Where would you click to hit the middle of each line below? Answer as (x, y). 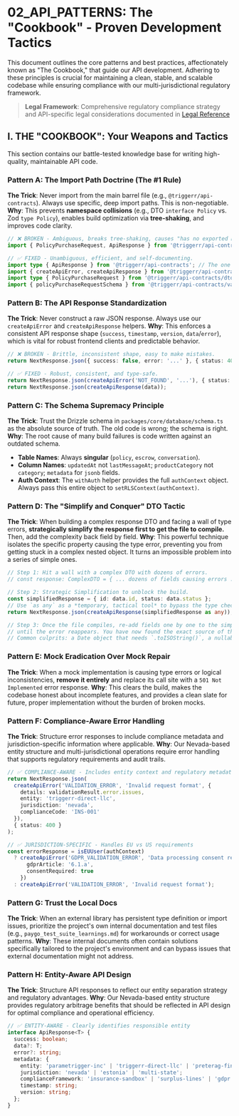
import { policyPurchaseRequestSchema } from (76, 285)
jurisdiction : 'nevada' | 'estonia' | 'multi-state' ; (101, 1073)
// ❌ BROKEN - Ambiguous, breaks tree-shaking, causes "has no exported (118, 239)
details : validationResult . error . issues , (82, 792)
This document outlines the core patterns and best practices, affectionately (118, 62)
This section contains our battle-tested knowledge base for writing (105, 153)
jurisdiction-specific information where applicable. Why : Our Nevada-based (119, 744)
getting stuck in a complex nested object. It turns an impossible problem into (119, 552)
